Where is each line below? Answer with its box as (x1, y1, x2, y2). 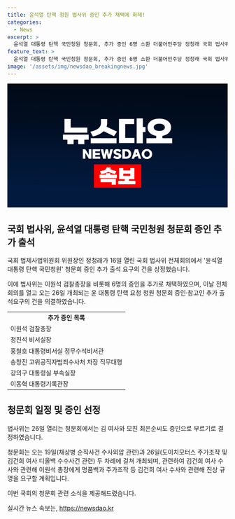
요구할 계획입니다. (20, 473, 69, 483)
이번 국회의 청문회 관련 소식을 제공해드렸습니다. (7, 489, 136, 497)
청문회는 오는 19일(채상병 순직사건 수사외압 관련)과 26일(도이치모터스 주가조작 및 (7, 448, 228, 456)
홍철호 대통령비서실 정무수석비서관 (10, 347, 104, 355)
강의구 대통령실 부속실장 (10, 368, 76, 378)
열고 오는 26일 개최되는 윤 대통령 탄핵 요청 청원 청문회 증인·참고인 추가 (25, 289, 218, 297)
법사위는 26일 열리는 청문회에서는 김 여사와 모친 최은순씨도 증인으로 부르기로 (7, 424, 217, 432)
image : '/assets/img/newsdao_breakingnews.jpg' (7, 63, 149, 70)
